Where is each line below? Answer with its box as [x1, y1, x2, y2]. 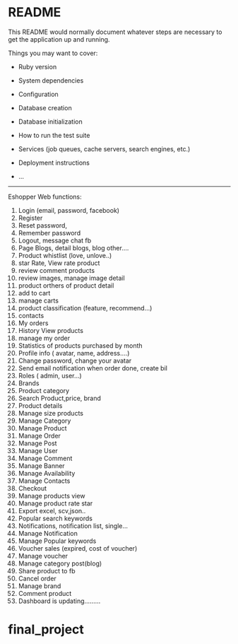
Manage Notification [18, 529, 78, 537]
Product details [18, 401, 63, 410]
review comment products [18, 266, 95, 274]
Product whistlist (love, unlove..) [18, 251, 112, 259]
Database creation [18, 103, 73, 112]
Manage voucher [18, 551, 69, 560]
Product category [18, 386, 70, 394]
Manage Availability [18, 469, 76, 477]
